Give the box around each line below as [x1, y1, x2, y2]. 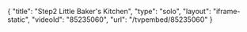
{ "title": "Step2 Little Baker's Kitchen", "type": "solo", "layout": [7, 7, 211, 16]
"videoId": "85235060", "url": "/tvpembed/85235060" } [32, 15, 213, 24]
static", [7, 15, 31, 24]
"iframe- [212, 7, 241, 16]
